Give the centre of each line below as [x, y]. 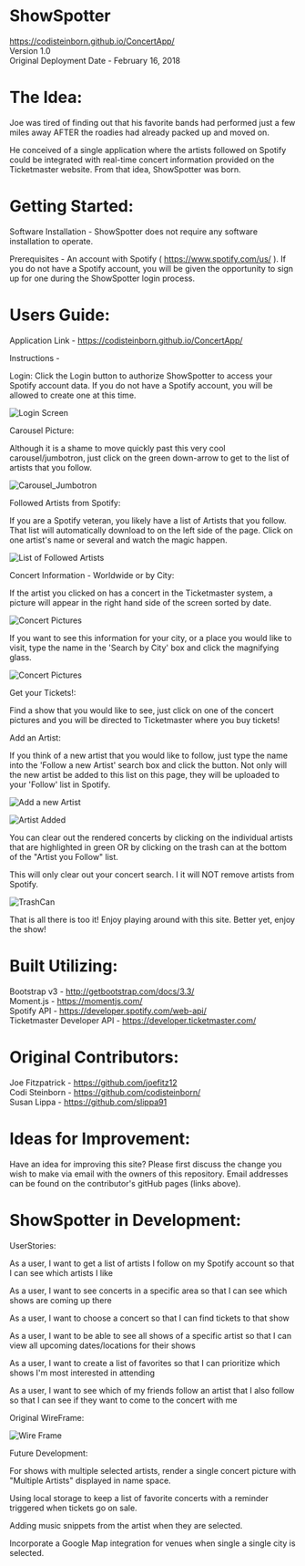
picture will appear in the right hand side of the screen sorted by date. [141, 602]
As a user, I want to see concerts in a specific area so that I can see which [148, 1291]
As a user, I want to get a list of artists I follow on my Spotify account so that [152, 1263]
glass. [20, 657]
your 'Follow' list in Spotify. [60, 784]
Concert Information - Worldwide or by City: [92, 575]
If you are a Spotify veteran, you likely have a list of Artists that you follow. [148, 520]
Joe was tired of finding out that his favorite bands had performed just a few [152, 122]
